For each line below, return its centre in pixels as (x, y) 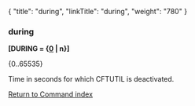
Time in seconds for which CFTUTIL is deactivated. (91, 79)
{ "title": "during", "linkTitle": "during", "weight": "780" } (97, 11)
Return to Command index (50, 94)
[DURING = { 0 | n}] (39, 49)
